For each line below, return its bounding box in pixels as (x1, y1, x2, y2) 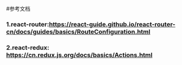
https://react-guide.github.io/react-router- (49, 20, 176, 28)
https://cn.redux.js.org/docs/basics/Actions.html (6, 51, 153, 59)
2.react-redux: (6, 43, 49, 51)
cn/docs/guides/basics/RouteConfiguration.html (6, 27, 151, 35)
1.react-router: (6, 20, 49, 28)
